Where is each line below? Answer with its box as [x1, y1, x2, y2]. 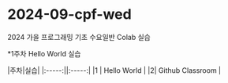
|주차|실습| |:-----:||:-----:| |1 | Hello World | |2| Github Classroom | [7, 65, 222, 75]
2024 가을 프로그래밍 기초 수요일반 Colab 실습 [7, 32, 151, 41]
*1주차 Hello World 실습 [7, 49, 81, 58]
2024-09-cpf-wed [7, 5, 132, 23]
